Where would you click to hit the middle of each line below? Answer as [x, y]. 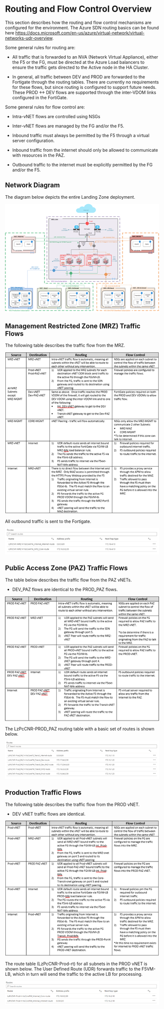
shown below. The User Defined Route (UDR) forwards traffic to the [73, 969]
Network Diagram [32, 185]
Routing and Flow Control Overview [78, 9]
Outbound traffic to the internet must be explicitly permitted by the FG [82, 165]
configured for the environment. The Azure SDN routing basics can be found [82, 27]
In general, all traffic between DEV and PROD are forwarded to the [79, 77]
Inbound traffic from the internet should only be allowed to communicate [85, 150]
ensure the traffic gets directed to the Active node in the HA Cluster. [80, 67]
